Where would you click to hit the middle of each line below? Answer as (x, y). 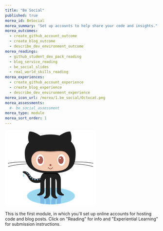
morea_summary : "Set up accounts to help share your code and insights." (81, 26)
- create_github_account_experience (46, 82)
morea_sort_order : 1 (26, 118)
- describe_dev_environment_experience (50, 93)
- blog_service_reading (33, 62)
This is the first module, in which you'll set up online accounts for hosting (78, 214)
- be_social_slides (29, 67)
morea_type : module (25, 113)
